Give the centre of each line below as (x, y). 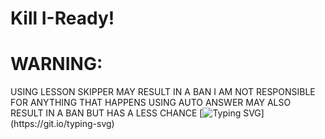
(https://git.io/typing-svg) (62, 124)
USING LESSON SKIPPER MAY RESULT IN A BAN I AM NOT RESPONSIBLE (163, 92)
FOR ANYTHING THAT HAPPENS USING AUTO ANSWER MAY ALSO (151, 103)
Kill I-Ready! (62, 18)
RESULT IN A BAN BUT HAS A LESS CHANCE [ (106, 113)
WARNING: (56, 64)
